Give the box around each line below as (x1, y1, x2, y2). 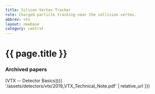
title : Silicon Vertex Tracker (5, 7, 71, 13)
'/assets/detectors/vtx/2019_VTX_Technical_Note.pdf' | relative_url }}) (5, 83, 150, 89)
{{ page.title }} (5, 48, 68, 60)
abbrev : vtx (5, 17, 30, 22)
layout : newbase (5, 21, 39, 27)
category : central (5, 26, 44, 31)
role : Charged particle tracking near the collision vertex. (5, 12, 137, 17)
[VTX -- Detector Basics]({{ (5, 77, 63, 83)
